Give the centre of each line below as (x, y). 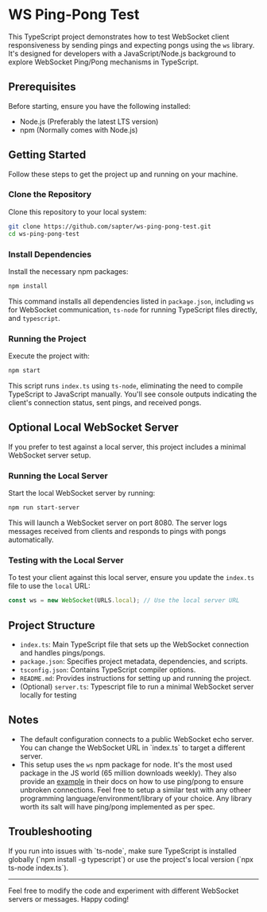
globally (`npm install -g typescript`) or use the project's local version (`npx (131, 859)
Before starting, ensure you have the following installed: (99, 106)
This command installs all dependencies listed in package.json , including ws (131, 301)
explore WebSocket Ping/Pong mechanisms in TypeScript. (104, 62)
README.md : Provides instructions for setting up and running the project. (135, 678)
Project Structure (52, 625)
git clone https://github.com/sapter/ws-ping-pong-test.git (110, 226)
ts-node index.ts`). (39, 868)
